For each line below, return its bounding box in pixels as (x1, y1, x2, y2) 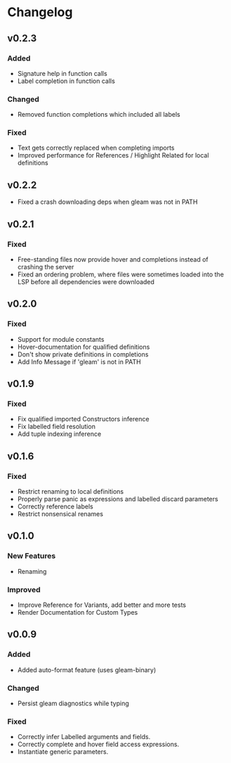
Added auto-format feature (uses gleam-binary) (17, 665, 157, 674)
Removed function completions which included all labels (17, 110, 180, 119)
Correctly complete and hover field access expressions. (17, 740, 180, 749)
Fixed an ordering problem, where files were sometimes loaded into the (17, 270, 225, 278)
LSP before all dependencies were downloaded (17, 277, 154, 286)
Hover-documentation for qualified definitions (17, 342, 150, 351)
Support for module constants (17, 335, 105, 343)
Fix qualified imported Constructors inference (17, 415, 150, 423)
